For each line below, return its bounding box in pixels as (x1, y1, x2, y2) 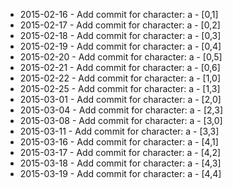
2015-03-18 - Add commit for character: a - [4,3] (19, 157, 222, 169)
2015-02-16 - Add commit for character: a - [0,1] (19, 9, 219, 20)
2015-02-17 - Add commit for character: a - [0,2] (19, 19, 221, 31)
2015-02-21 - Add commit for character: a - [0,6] (19, 62, 221, 73)
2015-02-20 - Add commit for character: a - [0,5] (19, 51, 223, 63)
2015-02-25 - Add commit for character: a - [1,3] (19, 83, 221, 94)
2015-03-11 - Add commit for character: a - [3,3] (19, 125, 220, 137)
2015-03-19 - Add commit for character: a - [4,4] (19, 168, 222, 179)
